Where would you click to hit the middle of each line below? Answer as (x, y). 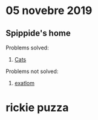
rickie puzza (37, 108)
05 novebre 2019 (49, 11)
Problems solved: (27, 48)
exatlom (24, 83)
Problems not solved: (32, 71)
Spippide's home (38, 33)
